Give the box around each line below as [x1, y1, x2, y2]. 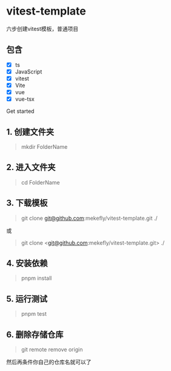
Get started [6, 107, 35, 115]
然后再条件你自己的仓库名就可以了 [6, 358, 92, 366]
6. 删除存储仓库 [6, 329, 64, 339]
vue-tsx [15, 95, 35, 103]
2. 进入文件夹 [6, 162, 56, 172]
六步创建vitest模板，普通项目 [6, 25, 79, 32]
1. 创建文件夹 [6, 126, 55, 137]
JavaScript [15, 68, 42, 75]
